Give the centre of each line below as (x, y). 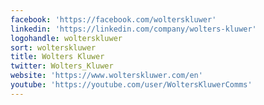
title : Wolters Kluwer (57, 57)
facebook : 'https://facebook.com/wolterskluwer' (113, 19)
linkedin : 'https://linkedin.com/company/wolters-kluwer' (133, 29)
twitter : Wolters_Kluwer (62, 66)
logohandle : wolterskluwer (66, 38)
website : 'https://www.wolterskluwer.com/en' (106, 76)
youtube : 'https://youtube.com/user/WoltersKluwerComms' (131, 85)
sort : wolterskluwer (53, 47)
